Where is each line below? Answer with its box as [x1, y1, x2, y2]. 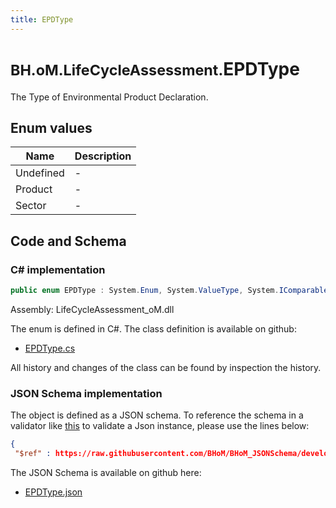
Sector [15, 199, 47, 213]
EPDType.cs [24, 342, 76, 354]
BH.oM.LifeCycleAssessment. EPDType [10, 57, 300, 80]
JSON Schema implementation [10, 386, 163, 400]
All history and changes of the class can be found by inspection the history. [10, 361, 322, 373]
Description [74, 149, 132, 163]
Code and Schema [10, 232, 127, 250]
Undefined [15, 166, 65, 180]
